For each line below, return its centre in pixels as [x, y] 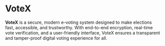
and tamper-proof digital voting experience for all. [56, 38]
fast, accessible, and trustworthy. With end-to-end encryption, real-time [79, 27]
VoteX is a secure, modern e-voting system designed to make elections [79, 22]
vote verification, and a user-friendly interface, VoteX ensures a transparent [83, 33]
